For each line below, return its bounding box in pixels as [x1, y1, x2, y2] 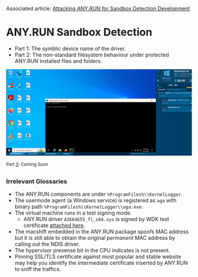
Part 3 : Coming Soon [6, 162, 48, 168]
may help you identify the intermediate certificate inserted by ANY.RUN [14, 259, 188, 266]
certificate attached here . [23, 222, 85, 229]
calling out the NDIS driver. [14, 241, 80, 248]
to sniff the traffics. [14, 266, 61, 273]
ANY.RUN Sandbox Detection [6, 26, 153, 39]
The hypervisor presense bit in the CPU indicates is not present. [14, 247, 170, 254]
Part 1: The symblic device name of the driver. [14, 45, 126, 52]
